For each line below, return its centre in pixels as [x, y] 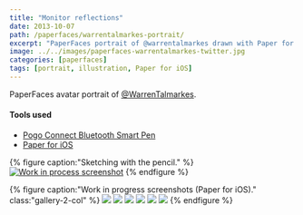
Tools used [31, 115]
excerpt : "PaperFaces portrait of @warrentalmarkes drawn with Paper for [152, 43]
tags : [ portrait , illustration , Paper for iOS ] [101, 69]
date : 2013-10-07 [42, 26]
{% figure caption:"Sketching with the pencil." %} [102, 162]
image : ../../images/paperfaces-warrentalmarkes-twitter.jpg [127, 52]
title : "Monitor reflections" [67, 18]
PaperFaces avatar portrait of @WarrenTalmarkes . [103, 94]
